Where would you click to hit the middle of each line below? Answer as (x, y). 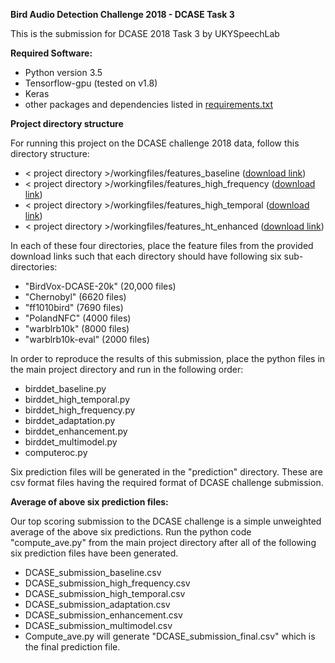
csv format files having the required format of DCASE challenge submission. (167, 482)
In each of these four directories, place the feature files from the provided (162, 245)
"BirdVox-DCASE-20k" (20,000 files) (100, 286)
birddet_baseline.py (65, 388)
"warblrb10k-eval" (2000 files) (87, 339)
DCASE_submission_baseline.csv (93, 572)
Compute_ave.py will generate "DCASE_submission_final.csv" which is (170, 636)
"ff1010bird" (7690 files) (74, 307)
